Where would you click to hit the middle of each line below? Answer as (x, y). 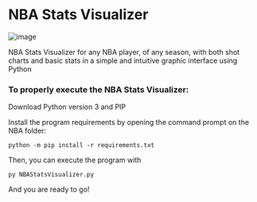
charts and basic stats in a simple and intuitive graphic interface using (123, 60)
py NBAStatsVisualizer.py (51, 175)
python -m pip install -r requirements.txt (82, 146)
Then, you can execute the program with (75, 160)
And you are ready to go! (49, 189)
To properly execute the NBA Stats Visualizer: (99, 89)
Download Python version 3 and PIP (67, 107)
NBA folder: (27, 131)
